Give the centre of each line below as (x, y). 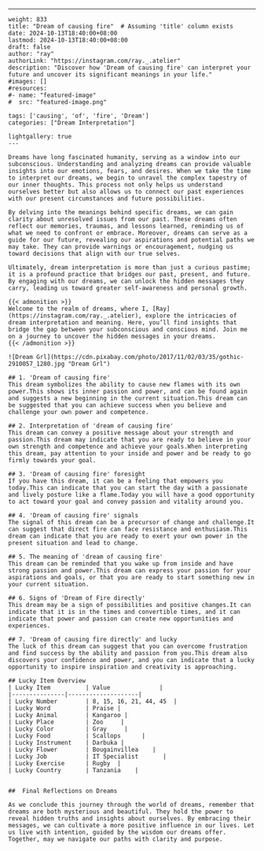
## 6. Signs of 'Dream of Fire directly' (77, 598)
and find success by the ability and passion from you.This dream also (128, 653)
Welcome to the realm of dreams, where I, (79, 309)
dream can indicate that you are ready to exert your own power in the (128, 536)
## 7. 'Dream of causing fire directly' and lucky (93, 639)
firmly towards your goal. (52, 461)
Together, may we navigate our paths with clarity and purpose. (115, 839)
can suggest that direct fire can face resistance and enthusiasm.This (128, 529)
